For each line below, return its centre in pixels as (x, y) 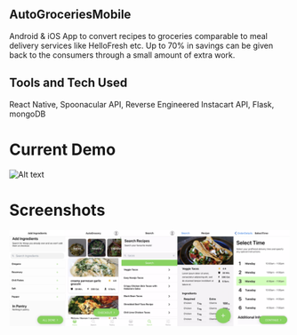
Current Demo (63, 149)
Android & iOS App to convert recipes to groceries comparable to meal (139, 36)
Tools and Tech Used (68, 83)
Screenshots (57, 210)
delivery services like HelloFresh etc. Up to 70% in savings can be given (141, 45)
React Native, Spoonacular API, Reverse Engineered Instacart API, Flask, (142, 104)
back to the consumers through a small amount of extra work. (122, 55)
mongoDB (28, 114)
